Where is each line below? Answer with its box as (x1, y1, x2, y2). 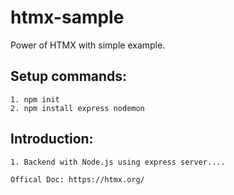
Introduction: (10, 131, 94, 148)
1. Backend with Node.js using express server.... (10, 157, 226, 167)
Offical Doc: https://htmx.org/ (10, 174, 145, 185)
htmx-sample (10, 6, 125, 29)
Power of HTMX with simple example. (10, 39, 166, 51)
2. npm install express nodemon (10, 103, 145, 113)
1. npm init (10, 94, 60, 105)
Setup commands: (10, 68, 128, 85)
